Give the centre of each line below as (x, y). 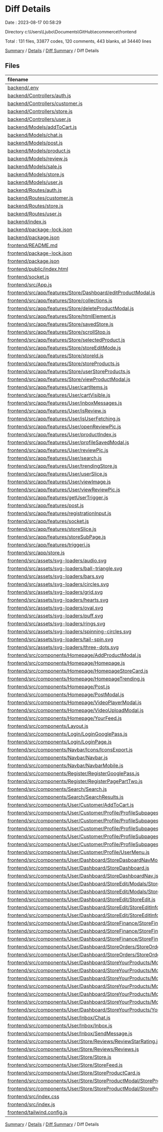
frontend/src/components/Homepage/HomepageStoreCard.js (78, 671)
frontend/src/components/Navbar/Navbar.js (58, 758)
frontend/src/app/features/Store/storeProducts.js (64, 363)
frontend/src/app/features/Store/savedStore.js (60, 324)
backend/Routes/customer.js (41, 198)
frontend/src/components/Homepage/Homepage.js (66, 663)
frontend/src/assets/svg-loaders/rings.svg (57, 623)
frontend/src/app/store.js (36, 552)
